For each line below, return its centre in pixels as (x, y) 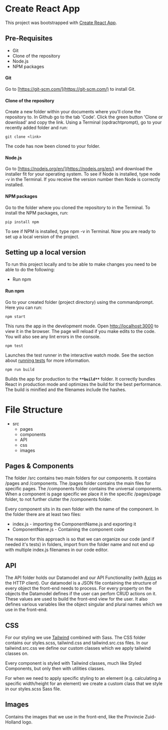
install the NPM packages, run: (37, 213)
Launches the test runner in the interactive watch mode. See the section (79, 355)
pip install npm (22, 222)
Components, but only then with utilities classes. (55, 668)
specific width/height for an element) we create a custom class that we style (84, 683)
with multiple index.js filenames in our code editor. (57, 550)
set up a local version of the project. (42, 237)
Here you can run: (24, 307)
